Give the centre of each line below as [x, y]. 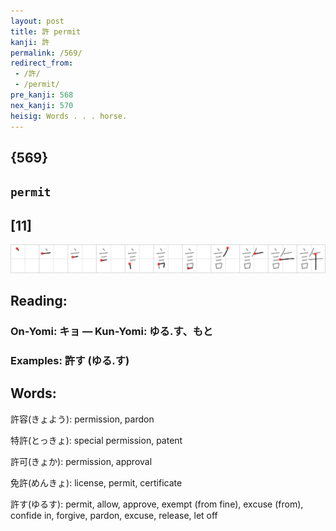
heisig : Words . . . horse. [69, 116]
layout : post [37, 21]
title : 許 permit [46, 31]
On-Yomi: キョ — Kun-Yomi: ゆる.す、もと [112, 332]
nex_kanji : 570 [42, 105]
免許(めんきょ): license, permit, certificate [96, 482]
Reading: [39, 301]
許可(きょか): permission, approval [81, 461]
